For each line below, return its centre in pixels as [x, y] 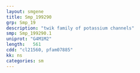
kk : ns [14, 55]
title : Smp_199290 [29, 17]
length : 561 [24, 45]
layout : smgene [25, 11]
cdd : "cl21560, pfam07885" [40, 50]
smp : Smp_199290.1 [29, 34]
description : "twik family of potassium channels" [70, 28]
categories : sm [25, 61]
